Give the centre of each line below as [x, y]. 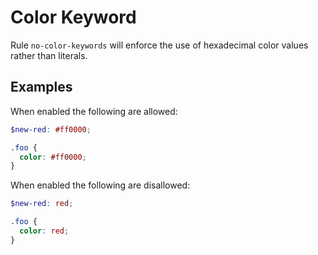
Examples [41, 87]
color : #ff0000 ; [53, 157]
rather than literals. [49, 55]
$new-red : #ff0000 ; [51, 129]
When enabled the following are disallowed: [100, 185]
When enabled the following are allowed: [94, 111]
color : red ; [44, 231]
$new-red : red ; [42, 204]
